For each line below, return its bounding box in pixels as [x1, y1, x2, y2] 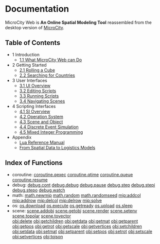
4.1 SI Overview [19, 108, 50, 114]
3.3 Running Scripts [19, 93, 59, 99]
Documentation [5, 3, 70, 15]
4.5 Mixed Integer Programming [19, 129, 83, 135]
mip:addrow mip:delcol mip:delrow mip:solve [12, 197, 102, 203]
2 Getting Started [12, 62, 47, 68]
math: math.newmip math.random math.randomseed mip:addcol [12, 192, 141, 198]
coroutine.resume [12, 176, 48, 183]
